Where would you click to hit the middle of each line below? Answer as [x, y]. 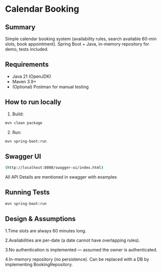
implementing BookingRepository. [39, 264]
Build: [18, 114]
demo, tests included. [27, 49]
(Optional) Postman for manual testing [50, 87]
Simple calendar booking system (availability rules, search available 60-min [81, 39]
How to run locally [33, 102]
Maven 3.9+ [24, 81]
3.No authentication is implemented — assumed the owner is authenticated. [81, 249]
